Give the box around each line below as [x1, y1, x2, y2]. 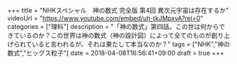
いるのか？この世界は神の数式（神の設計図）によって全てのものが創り [19, 31, 224, 39]
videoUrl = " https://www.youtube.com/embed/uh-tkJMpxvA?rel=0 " [7, 14, 204, 23]
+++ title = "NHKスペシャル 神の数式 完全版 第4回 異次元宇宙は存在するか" [7, 6, 229, 14]
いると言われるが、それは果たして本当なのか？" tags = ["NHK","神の [31, 40, 231, 48]
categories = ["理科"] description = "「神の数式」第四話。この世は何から [7, 23, 219, 30]
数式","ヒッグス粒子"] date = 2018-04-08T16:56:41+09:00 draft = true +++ [7, 49, 224, 57]
